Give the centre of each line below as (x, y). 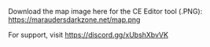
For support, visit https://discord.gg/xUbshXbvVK (88, 35)
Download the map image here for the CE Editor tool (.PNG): (105, 11)
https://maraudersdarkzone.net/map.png (74, 20)
